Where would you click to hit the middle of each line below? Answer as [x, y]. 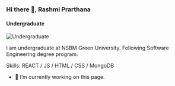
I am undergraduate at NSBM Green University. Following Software [87, 48]
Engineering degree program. [42, 54]
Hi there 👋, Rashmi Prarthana [48, 9]
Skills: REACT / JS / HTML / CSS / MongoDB [60, 66]
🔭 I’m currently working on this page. [60, 77]
